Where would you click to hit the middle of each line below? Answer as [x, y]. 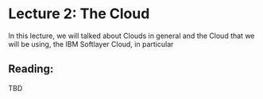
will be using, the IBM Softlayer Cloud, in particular [91, 44]
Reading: [31, 69]
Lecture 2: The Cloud [79, 14]
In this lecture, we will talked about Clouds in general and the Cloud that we [131, 36]
